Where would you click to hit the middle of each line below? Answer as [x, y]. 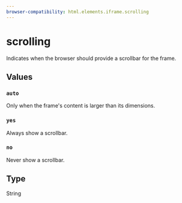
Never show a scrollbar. [35, 160]
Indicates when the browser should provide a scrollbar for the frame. [91, 58]
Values [20, 77]
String [14, 193]
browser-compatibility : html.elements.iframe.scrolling [77, 12]
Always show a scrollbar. [37, 133]
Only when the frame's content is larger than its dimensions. [81, 106]
